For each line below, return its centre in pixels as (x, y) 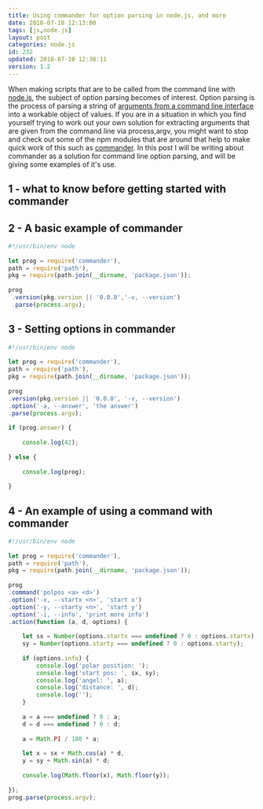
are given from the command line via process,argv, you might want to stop (128, 131)
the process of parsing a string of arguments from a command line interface (131, 105)
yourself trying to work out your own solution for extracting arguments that (129, 122)
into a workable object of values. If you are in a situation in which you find (127, 114)
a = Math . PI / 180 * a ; (61, 739)
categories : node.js (42, 45)
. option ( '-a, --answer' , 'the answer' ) (73, 406)
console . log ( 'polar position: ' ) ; (93, 666)
